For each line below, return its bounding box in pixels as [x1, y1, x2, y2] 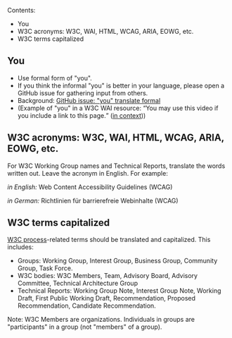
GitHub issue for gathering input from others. [17, 88, 148, 97]
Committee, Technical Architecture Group [17, 279, 138, 288]
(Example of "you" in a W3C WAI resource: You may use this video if [17, 104, 219, 112]
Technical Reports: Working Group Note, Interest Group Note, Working [17, 286, 221, 295]
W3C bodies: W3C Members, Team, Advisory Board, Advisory [17, 272, 198, 280]
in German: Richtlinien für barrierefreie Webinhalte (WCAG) [7, 196, 179, 205]
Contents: [7, 6, 36, 14]
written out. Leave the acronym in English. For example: [7, 169, 169, 177]
